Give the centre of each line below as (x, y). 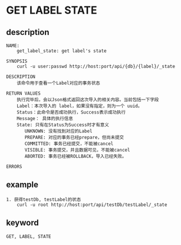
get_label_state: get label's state (62, 51)
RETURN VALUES (24, 94)
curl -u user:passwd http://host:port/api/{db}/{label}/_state (96, 66)
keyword (23, 223)
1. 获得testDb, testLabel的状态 (44, 199)
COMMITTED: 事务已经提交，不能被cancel (69, 144)
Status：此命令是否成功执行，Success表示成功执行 (71, 112)
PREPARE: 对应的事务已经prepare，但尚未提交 (74, 137)
